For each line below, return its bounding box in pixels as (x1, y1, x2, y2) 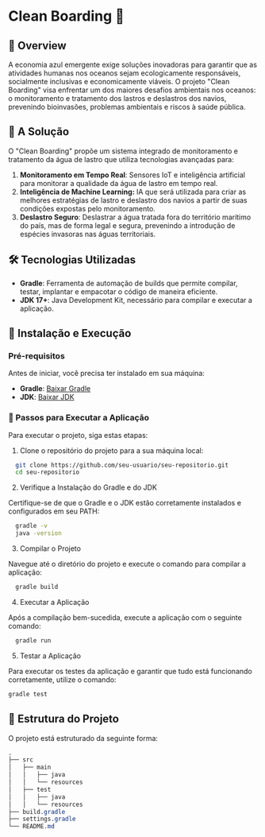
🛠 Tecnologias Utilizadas (8, 254, 136, 267)
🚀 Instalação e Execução (8, 327, 132, 340)
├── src (8, 756, 34, 764)
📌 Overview (8, 39, 67, 52)
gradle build (15, 583, 59, 591)
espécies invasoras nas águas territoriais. (19, 229, 156, 238)
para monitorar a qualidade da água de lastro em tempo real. (19, 178, 218, 188)
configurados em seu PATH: (8, 506, 100, 516)
